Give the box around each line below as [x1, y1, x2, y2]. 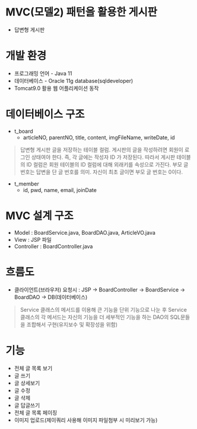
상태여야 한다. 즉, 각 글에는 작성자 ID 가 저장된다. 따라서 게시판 [31, 153, 176, 161]
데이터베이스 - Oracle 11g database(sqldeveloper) [14, 77, 134, 84]
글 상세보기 [14, 379, 40, 386]
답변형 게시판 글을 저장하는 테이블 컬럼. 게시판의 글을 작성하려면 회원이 [20, 146, 183, 153]
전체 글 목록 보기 [14, 364, 53, 372]
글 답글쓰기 [14, 401, 40, 409]
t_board [14, 127, 33, 135]
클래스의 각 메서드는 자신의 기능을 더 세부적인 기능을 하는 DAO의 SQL [20, 313, 181, 321]
